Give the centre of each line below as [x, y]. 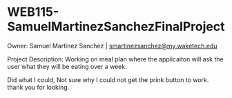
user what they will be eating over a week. [67, 66]
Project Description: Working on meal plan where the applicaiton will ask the [115, 59]
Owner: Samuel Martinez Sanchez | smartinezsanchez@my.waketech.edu [112, 46]
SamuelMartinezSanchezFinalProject [116, 27]
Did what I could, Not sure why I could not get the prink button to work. [108, 79]
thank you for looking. [38, 87]
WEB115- [33, 12]
